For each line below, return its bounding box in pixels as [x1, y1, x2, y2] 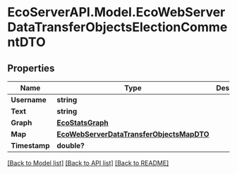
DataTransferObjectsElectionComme [7, 19, 228, 35]
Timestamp [11, 141, 51, 150]
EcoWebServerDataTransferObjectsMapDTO [56, 130, 209, 139]
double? [56, 141, 85, 150]
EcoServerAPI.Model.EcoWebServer [7, 4, 226, 20]
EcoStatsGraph [56, 118, 109, 128]
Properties [7, 62, 55, 74]
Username [11, 95, 47, 104]
